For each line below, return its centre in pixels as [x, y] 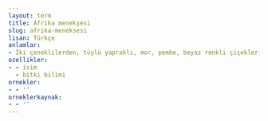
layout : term [30, 16]
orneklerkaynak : [35, 97]
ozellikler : [28, 60]
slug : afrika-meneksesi [48, 30]
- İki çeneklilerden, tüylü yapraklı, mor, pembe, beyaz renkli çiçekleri [135, 53]
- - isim [23, 68]
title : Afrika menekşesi [49, 23]
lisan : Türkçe [32, 38]
